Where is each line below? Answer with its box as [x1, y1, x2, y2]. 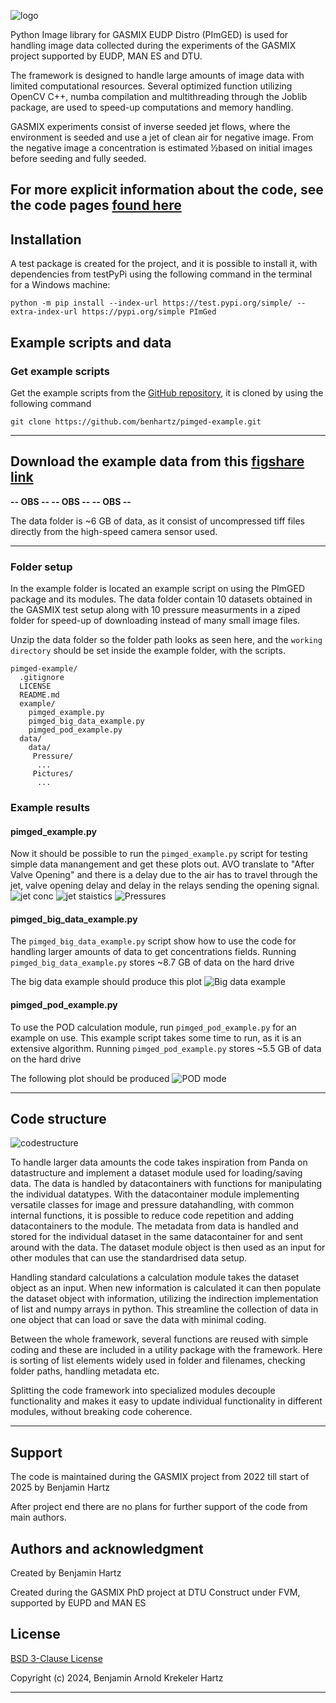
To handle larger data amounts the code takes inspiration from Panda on [10, 1156, 308, 1169]
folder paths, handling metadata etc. [10, 1365, 160, 1377]
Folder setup [10, 560, 73, 574]
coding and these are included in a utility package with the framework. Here [10, 1344, 323, 1356]
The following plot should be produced [10, 1072, 170, 1084]
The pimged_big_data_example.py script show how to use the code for [10, 935, 297, 947]
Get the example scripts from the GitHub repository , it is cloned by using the [10, 386, 324, 399]
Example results [10, 800, 91, 814]
